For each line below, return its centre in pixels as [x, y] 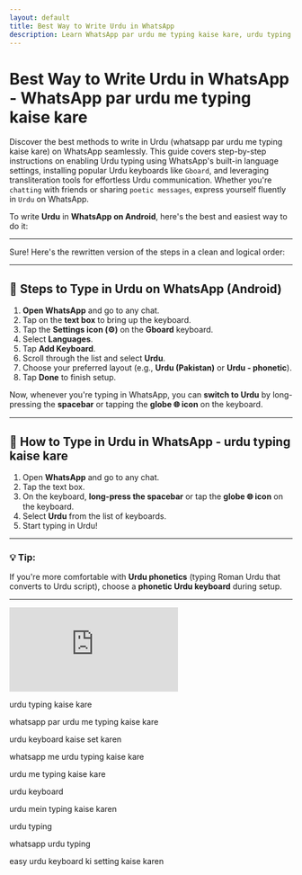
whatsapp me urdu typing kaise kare [77, 757]
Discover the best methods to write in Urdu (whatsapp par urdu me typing [146, 142]
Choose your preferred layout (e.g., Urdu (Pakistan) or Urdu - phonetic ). [157, 368]
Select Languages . [58, 339]
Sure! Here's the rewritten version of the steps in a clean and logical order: [147, 252]
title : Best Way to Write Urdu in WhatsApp [92, 26]
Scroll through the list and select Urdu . [94, 358]
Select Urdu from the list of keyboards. [94, 516]
